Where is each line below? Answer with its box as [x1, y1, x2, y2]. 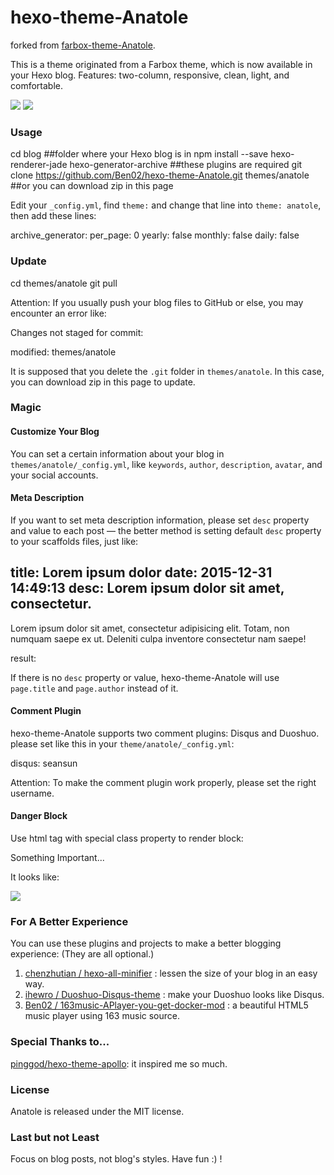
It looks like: [10, 871, 60, 883]
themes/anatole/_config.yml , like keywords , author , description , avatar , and [10, 458, 323, 470]
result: [10, 652, 37, 664]
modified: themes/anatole [10, 346, 117, 358]
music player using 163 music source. [24, 1010, 181, 1022]
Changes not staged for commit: [10, 326, 144, 338]
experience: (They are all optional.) [10, 948, 155, 960]
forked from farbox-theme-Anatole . [10, 39, 156, 51]
